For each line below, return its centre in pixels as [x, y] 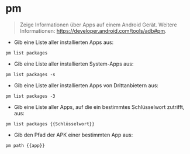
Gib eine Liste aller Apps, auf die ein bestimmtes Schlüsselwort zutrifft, [99, 107]
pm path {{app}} [25, 145]
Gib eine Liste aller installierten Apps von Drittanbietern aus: [86, 85]
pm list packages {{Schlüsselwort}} [50, 124]
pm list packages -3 [31, 96]
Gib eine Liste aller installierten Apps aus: [64, 42]
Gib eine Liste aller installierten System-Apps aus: [74, 64]
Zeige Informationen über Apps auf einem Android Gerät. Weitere [99, 25]
